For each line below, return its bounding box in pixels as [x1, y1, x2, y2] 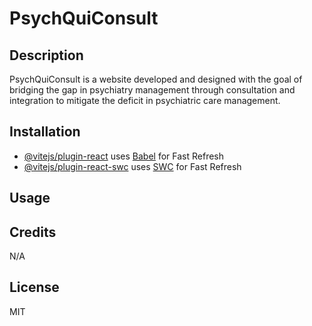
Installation [9, 123, 81, 141]
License [9, 279, 60, 296]
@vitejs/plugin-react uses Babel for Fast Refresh [23, 150, 225, 162]
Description [9, 47, 84, 64]
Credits [9, 223, 57, 241]
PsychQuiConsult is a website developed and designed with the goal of [9, 73, 303, 85]
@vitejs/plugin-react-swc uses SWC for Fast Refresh [23, 160, 242, 172]
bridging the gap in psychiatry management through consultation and [9, 84, 296, 96]
